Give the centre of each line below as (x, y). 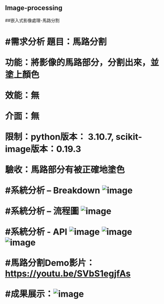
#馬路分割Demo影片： (50, 263)
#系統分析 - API (36, 232)
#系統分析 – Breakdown (53, 190)
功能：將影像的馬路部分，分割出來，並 (82, 62)
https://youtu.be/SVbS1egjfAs (68, 274)
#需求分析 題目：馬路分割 (56, 42)
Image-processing (34, 8)
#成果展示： (29, 294)
